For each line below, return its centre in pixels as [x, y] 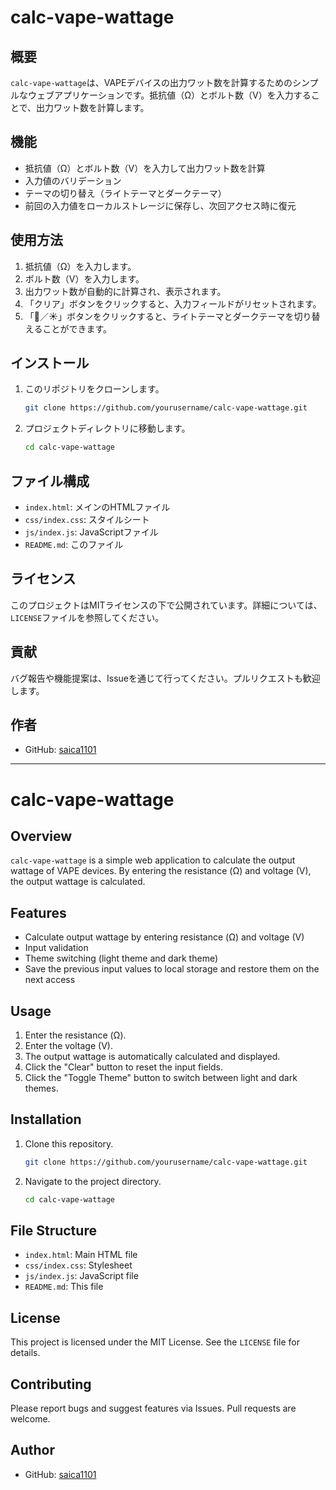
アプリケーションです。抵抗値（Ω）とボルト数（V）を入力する [182, 95]
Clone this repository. [69, 1143]
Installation [46, 1119]
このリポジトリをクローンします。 [94, 389]
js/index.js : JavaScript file [81, 1276]
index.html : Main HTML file [81, 1255]
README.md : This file [64, 1287]
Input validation [56, 948]
